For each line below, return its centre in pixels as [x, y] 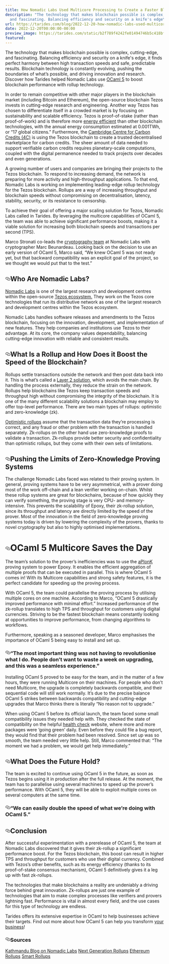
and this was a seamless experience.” [52, 666]
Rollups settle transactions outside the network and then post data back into [84, 374]
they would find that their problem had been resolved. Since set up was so [82, 735]
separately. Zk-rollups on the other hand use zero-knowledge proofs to [79, 433]
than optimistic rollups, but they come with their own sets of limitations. [79, 443]
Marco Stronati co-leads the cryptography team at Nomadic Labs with [78, 242]
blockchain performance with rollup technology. [55, 84]
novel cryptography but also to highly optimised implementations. [73, 527]
